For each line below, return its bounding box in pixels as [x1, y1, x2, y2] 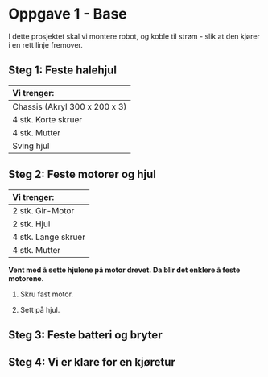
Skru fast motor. [19, 289, 74, 299]
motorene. [8, 273, 44, 283]
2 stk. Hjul [12, 218, 51, 230]
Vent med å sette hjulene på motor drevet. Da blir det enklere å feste [8, 265, 241, 275]
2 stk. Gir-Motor [12, 205, 75, 216]
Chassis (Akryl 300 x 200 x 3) [12, 101, 127, 112]
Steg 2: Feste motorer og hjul [8, 168, 157, 181]
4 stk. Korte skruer [12, 114, 83, 125]
